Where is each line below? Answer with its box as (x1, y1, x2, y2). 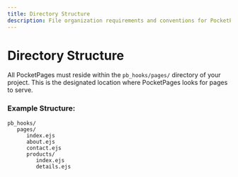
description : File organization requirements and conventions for (7, 17, 208, 24)
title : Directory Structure (7, 10, 91, 18)
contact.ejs (25, 144, 62, 152)
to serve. (7, 86, 33, 94)
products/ (25, 150, 55, 158)
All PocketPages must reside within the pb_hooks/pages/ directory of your (7, 71, 221, 79)
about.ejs (25, 138, 55, 145)
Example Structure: (7, 103, 76, 113)
